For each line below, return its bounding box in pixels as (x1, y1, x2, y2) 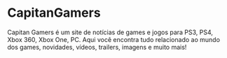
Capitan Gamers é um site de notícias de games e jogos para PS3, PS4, (7, 28, 214, 36)
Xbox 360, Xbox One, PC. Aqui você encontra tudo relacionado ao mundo (7, 35, 221, 43)
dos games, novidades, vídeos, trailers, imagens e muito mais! (7, 43, 187, 51)
